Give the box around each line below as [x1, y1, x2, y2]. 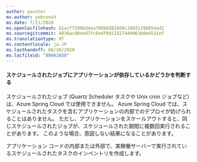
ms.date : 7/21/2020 [6, 19, 54, 25]
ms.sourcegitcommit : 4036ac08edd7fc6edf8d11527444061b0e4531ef [6, 31, 165, 37]
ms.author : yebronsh [6, 14, 57, 20]
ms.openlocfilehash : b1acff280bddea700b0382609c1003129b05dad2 [6, 25, 165, 31]
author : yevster [6, 8, 46, 15]
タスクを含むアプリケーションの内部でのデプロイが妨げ [46, 107, 181, 115]
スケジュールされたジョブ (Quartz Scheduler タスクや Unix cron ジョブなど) [6, 92, 190, 100]
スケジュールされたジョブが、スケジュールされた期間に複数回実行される [11, 122, 186, 130]
